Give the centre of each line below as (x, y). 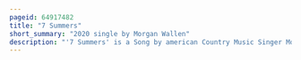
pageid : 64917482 (42, 17)
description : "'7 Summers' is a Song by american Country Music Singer (146, 42)
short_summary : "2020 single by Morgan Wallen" (100, 34)
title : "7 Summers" (46, 26)
